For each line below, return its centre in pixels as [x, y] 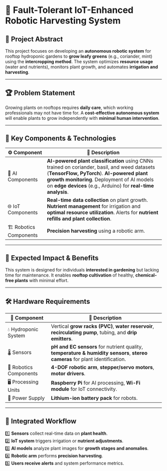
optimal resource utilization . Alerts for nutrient [103, 212]
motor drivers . [68, 374]
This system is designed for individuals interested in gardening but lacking [82, 270]
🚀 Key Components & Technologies [61, 139]
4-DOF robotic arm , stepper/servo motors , [103, 368]
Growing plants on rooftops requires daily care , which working [69, 107]
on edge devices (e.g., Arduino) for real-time [100, 186]
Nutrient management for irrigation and [94, 206]
